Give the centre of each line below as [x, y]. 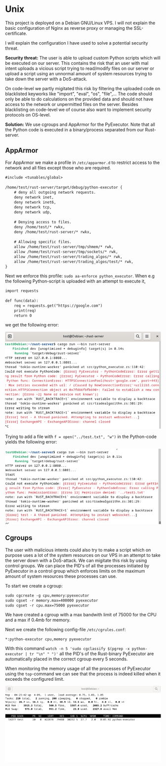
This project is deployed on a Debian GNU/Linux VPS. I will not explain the [80, 23]
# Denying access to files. [43, 222]
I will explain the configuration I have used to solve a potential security [77, 43]
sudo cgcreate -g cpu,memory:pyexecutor [47, 596]
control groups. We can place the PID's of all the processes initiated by [77, 565]
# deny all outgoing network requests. [55, 192]
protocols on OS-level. [28, 114]
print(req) [25, 311]
